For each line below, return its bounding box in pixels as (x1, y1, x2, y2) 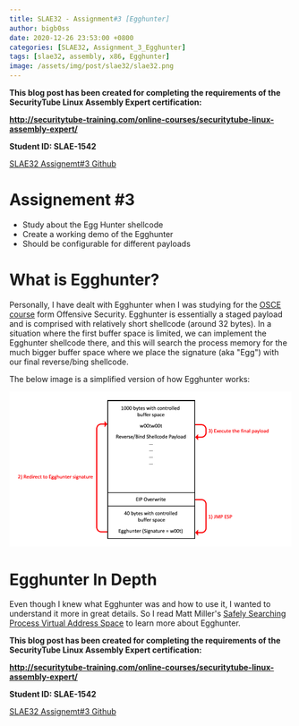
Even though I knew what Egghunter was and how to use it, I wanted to (9, 599, 271, 610)
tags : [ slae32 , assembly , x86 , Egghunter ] (9, 52, 170, 62)
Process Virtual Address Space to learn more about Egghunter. (9, 618, 242, 628)
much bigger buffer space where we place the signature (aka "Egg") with (9, 346, 279, 357)
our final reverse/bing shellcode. (9, 356, 129, 367)
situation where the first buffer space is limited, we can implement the (9, 328, 267, 338)
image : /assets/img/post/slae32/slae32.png (9, 62, 175, 71)
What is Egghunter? (9, 269, 159, 290)
